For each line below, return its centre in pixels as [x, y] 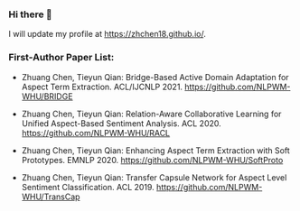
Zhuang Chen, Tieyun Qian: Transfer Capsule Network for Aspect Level [154, 177]
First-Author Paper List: [61, 58]
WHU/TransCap [51, 197]
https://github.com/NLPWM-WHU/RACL [96, 133]
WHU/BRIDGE [47, 96]
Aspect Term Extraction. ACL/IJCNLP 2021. [102, 87]
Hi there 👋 [31, 14]
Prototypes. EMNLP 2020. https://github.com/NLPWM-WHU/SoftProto [152, 160]
